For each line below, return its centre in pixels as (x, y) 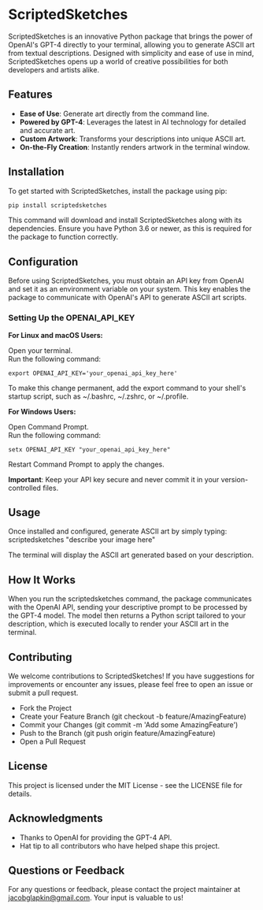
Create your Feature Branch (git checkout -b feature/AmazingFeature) (133, 716)
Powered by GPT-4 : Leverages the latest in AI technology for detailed (133, 122)
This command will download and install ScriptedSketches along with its (125, 220)
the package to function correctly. (63, 237)
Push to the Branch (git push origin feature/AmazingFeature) (117, 733)
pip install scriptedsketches (58, 205)
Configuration (43, 262)
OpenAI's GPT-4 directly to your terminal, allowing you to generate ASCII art (131, 44)
